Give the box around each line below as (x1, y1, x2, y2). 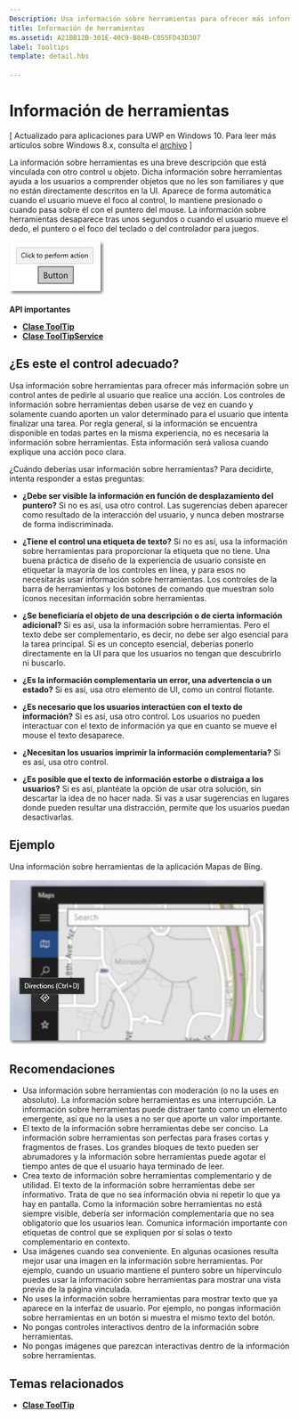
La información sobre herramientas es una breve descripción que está (9, 157, 267, 167)
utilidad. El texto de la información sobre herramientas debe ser (21, 1180, 255, 1191)
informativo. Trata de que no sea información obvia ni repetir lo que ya (21, 1189, 280, 1200)
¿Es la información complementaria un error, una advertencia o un (21, 674, 272, 685)
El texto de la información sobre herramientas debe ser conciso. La (21, 1123, 269, 1134)
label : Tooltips (9, 43, 69, 52)
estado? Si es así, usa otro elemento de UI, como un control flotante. (21, 684, 275, 695)
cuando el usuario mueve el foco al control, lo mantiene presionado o (9, 194, 263, 205)
